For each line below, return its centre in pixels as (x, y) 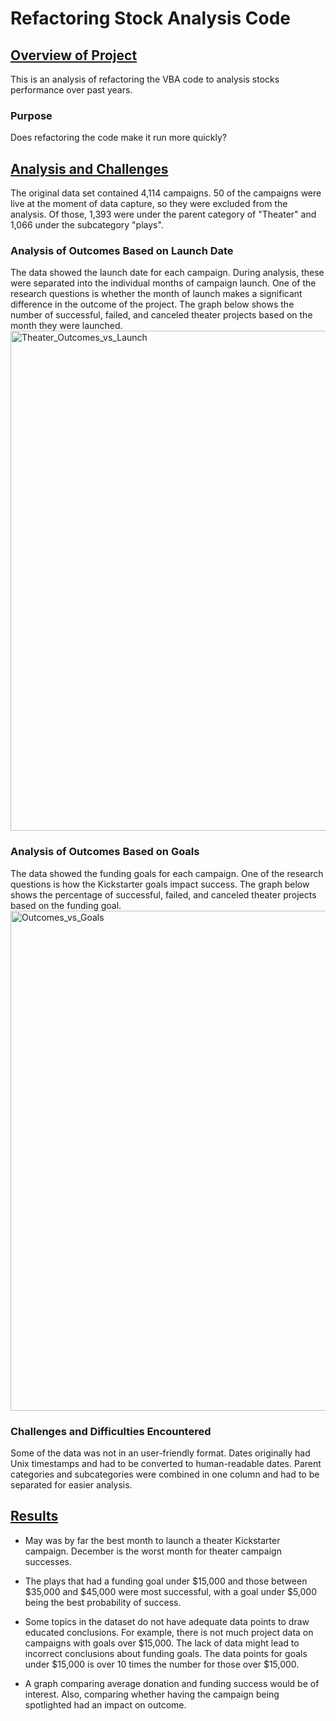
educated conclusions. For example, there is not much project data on (169, 1632)
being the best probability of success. (103, 1602)
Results (34, 1516)
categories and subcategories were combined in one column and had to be (165, 1474)
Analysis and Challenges (89, 168)
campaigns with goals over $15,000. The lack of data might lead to (162, 1643)
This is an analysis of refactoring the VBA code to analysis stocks (145, 79)
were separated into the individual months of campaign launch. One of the (163, 283)
